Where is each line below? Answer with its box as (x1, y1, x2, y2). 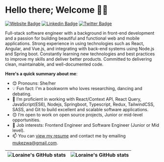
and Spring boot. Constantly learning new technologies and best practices (5, 51, 155, 57)
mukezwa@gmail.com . (12, 139, 58, 146)
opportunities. (12, 117, 41, 123)
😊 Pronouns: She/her (12, 80, 56, 86)
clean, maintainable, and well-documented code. (5, 61, 104, 67)
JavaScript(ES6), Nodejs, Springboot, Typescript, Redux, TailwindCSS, (12, 101, 155, 107)
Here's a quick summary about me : (5, 70, 78, 76)
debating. (12, 91, 32, 97)
